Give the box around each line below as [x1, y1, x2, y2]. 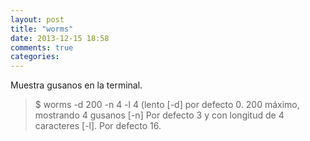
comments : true [10, 42, 74, 53]
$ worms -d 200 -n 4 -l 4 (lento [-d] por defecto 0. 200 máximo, [34, 99, 300, 111]
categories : [10, 52, 60, 62]
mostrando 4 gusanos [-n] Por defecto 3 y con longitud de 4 [34, 109, 285, 121]
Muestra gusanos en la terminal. [10, 79, 143, 91]
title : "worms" [10, 24, 74, 34]
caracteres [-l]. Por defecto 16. [34, 120, 162, 132]
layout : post [10, 14, 65, 25]
